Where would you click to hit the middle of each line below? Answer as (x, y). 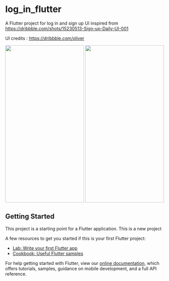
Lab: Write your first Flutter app (45, 248)
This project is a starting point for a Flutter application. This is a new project (83, 228)
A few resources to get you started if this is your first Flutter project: (75, 238)
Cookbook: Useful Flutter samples (48, 253)
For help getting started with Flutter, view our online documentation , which (82, 263)
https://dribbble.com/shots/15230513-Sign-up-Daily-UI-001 (67, 28)
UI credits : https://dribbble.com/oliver (45, 38)
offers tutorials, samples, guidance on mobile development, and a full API (81, 268)
